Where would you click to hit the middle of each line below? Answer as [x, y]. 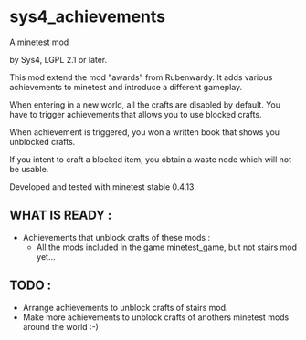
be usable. [29, 169]
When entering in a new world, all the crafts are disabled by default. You [145, 104]
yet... [46, 256]
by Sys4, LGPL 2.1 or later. [58, 59]
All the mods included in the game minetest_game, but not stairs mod [166, 247]
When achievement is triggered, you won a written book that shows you [145, 132]
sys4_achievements [88, 17]
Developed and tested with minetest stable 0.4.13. [103, 186]
